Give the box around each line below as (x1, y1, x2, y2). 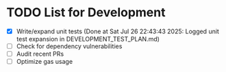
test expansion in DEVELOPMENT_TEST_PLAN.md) (16, 35, 160, 43)
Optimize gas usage (16, 58, 73, 66)
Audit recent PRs (16, 50, 64, 58)
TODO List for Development (6, 5, 166, 20)
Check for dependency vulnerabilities (16, 42, 123, 50)
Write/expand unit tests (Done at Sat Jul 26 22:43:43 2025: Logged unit (16, 27, 220, 35)
